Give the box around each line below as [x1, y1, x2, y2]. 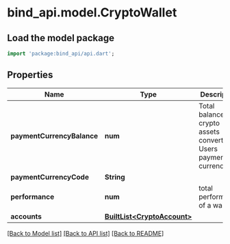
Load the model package [7, 32, 115, 44]
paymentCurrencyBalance [10, 131, 99, 141]
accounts [10, 211, 42, 221]
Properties [7, 69, 53, 81]
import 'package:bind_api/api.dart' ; [7, 50, 115, 57]
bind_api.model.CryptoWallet [7, 5, 177, 21]
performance [10, 192, 55, 202]
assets [198, 127, 220, 136]
